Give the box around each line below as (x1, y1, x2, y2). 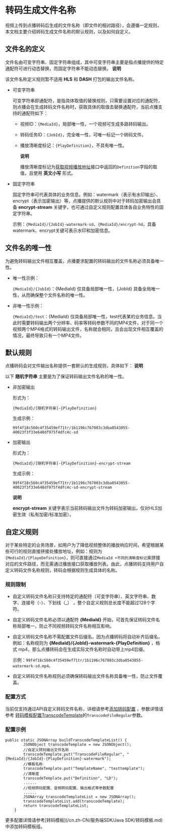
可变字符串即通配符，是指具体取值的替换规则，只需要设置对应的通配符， (12, 97, 162, 103)
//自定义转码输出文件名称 (23, 747, 69, 753)
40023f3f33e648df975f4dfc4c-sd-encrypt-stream (12, 485, 112, 490)
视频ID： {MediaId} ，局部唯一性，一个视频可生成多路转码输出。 (20, 121, 151, 127)
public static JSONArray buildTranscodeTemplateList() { (5, 738, 127, 743)
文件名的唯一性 (5, 244, 52, 252)
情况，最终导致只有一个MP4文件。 (12, 332, 84, 338)
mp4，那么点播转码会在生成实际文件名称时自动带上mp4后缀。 (18, 646, 147, 652)
